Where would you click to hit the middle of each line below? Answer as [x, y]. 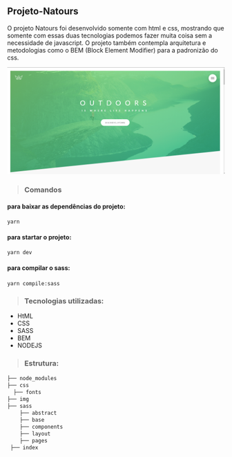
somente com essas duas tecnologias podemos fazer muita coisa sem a [110, 35]
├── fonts [27, 393]
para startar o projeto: [39, 237]
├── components [41, 427]
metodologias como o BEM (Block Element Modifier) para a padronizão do [113, 50]
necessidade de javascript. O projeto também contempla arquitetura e [107, 43]
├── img [18, 400]
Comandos [43, 190]
